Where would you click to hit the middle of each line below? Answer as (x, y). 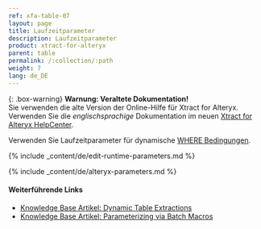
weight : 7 (25, 69)
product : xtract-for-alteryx (57, 46)
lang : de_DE (28, 76)
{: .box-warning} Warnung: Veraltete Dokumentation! (99, 98)
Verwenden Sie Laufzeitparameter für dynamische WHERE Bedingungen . (130, 140)
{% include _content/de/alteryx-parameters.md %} (93, 171)
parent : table (32, 53)
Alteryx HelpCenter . (41, 124)
